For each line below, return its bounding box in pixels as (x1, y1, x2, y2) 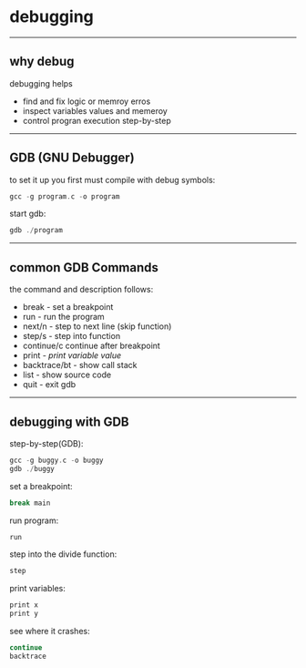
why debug (9, 54, 75, 69)
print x (9, 601, 39, 610)
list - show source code (22, 369, 112, 380)
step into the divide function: (9, 549, 117, 560)
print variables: (9, 583, 66, 594)
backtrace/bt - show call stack (22, 360, 138, 371)
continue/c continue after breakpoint (22, 340, 161, 352)
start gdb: (9, 208, 46, 220)
